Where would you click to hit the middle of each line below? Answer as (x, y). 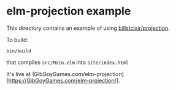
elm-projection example (69, 11)
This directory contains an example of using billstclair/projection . (88, 28)
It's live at (18, 74)
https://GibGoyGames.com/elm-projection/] (63, 80)
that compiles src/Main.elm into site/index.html (67, 62)
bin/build (19, 51)
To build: (17, 40)
